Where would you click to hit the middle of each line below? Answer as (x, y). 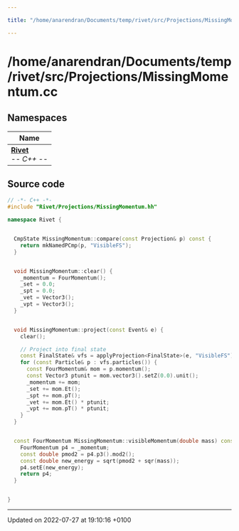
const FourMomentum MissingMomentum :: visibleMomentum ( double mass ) (116, 441)
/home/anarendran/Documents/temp (119, 61)
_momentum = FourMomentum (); (63, 278)
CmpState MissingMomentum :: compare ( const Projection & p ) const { (113, 239)
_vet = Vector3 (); (47, 298)
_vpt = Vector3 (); (47, 304)
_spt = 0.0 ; (38, 291)
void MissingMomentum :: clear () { (63, 271)
